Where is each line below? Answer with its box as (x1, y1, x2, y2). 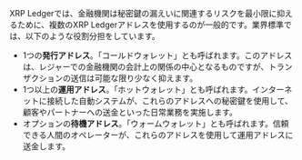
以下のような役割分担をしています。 (25, 31, 161, 41)
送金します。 (22, 141, 71, 152)
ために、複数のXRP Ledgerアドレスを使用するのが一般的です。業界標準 (16, 19, 285, 30)
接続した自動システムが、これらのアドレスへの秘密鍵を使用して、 (46, 95, 293, 106)
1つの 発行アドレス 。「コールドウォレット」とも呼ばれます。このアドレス (22, 50, 293, 61)
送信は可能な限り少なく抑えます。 (70, 73, 198, 84)
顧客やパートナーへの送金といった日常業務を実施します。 (22, 107, 238, 117)
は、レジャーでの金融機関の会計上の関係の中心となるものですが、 (22, 62, 269, 72)
